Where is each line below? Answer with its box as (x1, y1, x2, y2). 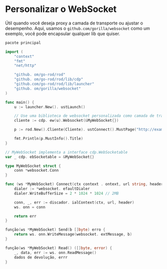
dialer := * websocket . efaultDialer (14, 186, 90, 192)
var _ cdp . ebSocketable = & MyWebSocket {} (5, 154, 94, 159)
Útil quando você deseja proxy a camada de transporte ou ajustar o (5, 20, 143, 26)
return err (14, 214, 37, 219)
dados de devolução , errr (14, 255, 68, 260)
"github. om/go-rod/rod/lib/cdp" (14, 77, 83, 82)
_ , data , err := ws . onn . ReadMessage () (14, 250, 97, 255)
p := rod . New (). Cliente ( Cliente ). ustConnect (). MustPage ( (14, 127, 137, 132)
